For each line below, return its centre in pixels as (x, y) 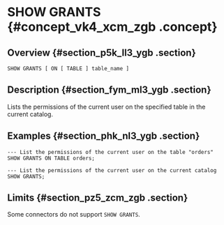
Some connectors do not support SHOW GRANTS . (74, 215)
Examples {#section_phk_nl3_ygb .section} (104, 136)
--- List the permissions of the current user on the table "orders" (111, 152)
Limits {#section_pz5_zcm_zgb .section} (98, 198)
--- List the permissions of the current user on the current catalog (112, 170)
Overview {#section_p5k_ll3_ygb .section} (102, 53)
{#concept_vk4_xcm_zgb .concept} (112, 27)
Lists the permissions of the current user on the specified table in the (106, 107)
